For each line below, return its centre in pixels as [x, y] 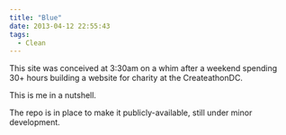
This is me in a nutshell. [53, 95]
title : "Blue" [36, 18]
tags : [19, 34]
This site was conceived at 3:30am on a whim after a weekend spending [143, 68]
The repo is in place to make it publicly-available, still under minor [131, 112]
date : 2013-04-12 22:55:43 [60, 26]
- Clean [32, 43]
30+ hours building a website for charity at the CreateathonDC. [126, 78]
